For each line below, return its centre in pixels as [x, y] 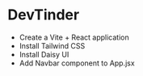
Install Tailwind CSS [52, 45]
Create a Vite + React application [74, 37]
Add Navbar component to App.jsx [77, 63]
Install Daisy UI [44, 54]
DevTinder [44, 15]
